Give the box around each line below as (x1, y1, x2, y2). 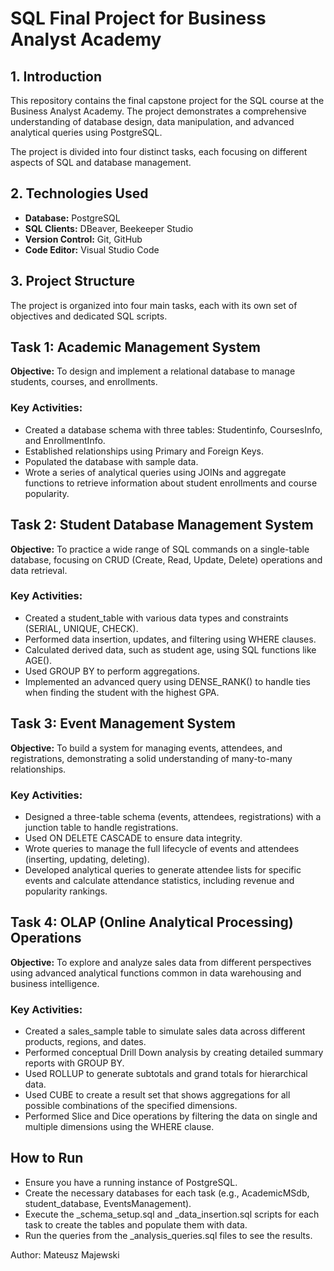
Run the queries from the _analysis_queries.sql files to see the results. (24, 1229, 313, 1241)
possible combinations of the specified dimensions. (24, 1100, 238, 1112)
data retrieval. (10, 564, 68, 576)
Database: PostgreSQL (24, 212, 121, 224)
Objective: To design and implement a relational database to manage (10, 365, 296, 377)
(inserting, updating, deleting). (24, 853, 150, 865)
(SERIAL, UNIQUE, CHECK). (24, 622, 139, 634)
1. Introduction (10, 68, 102, 85)
